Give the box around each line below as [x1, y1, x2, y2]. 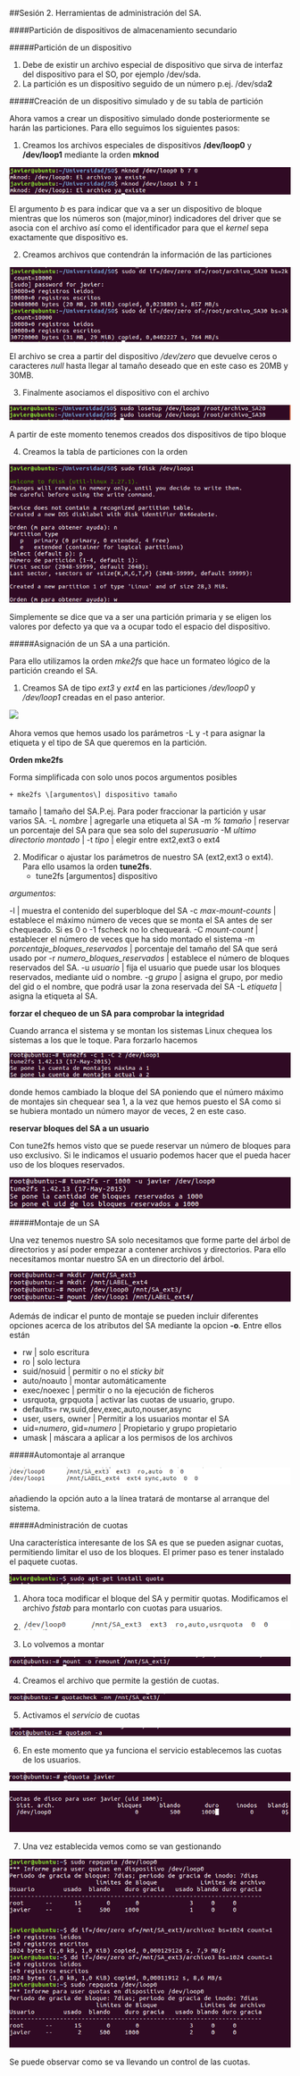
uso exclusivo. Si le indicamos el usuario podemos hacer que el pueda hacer [9, 1150, 292, 1160]
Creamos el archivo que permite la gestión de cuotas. [21, 1675, 220, 1687]
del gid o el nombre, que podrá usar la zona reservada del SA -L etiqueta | [9, 982, 283, 992]
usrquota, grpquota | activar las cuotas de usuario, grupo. [21, 1394, 235, 1405]
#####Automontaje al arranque [9, 1449, 125, 1460]
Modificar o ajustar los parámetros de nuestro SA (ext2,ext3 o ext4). [21, 852, 274, 863]
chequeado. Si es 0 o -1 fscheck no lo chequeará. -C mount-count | [9, 925, 259, 935]
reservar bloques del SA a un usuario [9, 1123, 150, 1134]
